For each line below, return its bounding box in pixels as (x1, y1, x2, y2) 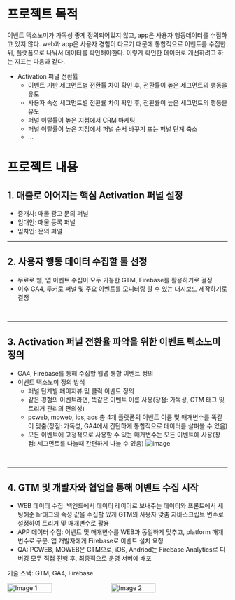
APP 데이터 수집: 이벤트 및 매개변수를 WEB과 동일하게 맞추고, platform (17, 528, 211, 536)
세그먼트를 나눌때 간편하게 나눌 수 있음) (37, 439, 145, 447)
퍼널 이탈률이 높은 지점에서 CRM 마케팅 (27, 116, 136, 124)
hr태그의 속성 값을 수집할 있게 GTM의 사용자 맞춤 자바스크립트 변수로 (36, 510, 224, 519)
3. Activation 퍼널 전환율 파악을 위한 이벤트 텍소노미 (7, 336, 221, 348)
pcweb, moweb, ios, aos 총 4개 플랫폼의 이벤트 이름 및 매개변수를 (27, 413, 210, 421)
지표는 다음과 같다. (14, 57, 65, 65)
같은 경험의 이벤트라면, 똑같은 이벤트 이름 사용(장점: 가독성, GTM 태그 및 (27, 395, 225, 404)
